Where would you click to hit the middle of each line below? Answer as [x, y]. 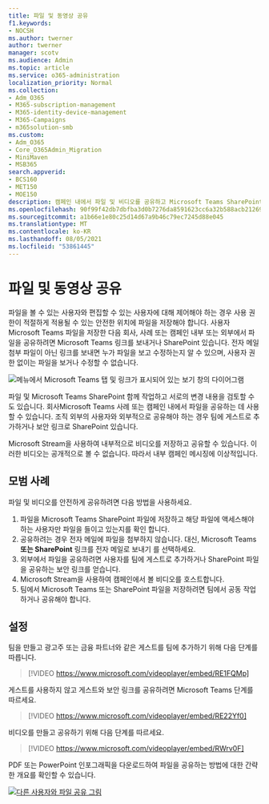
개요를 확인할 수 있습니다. [56, 775]
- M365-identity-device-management [68, 113]
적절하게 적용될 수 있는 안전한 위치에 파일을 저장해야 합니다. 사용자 [126, 322]
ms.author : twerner [41, 38]
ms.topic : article [39, 68]
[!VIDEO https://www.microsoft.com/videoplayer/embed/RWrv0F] [136, 749]
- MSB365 [23, 165]
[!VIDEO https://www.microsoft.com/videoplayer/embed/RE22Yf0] [137, 716]
